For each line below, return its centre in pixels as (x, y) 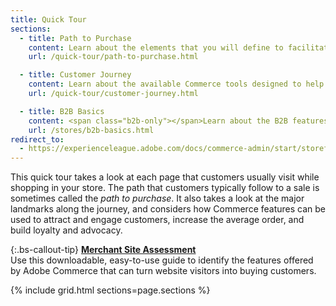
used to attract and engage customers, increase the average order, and (157, 220)
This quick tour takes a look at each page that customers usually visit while (165, 177)
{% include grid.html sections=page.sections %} (110, 290)
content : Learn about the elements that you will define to (156, 47)
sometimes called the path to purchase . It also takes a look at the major (157, 198)
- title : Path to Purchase (75, 38)
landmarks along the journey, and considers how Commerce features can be (168, 209)
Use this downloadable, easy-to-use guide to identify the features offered (162, 260)
